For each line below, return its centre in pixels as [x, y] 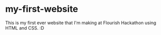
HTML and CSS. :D [25, 28]
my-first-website [42, 9]
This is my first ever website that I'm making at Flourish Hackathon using [81, 23]
